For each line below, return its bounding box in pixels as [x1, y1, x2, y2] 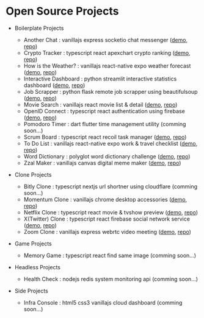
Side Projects [14, 287, 48, 294]
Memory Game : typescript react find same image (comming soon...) [23, 252, 197, 259]
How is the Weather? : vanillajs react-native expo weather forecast [23, 62, 191, 69]
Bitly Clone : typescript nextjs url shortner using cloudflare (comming [23, 183, 198, 190]
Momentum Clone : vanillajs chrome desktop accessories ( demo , [23, 196, 188, 203]
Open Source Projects [5, 4, 119, 18]
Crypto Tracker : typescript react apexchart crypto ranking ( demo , [23, 49, 191, 56]
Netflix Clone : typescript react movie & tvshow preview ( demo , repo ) [23, 208, 199, 216]
